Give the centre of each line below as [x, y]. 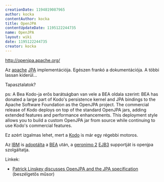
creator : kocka [21, 46]
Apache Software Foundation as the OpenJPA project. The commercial [77, 104]
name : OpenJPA [20, 32]
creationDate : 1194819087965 [35, 10]
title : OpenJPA [21, 23]
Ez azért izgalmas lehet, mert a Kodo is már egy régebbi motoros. [72, 135]
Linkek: [12, 159]
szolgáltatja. [18, 150]
